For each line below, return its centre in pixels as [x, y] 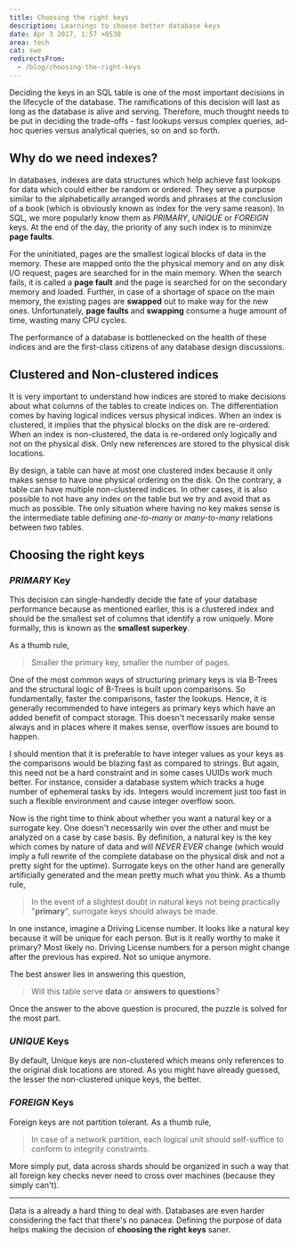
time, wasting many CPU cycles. [68, 320]
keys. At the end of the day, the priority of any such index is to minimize [141, 227]
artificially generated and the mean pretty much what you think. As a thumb [148, 875]
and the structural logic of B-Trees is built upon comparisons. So [128, 689]
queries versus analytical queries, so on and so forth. [123, 130]
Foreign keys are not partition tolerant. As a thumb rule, [110, 1122]
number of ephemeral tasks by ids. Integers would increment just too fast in [148, 792]
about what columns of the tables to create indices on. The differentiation [144, 405]
